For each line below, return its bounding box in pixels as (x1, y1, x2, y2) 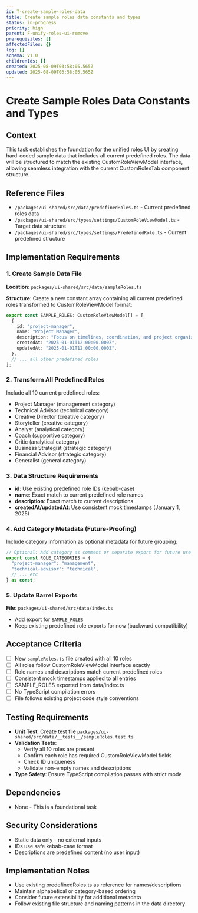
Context (6, 130, 37, 140)
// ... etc (11, 572, 38, 577)
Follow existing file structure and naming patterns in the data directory (14, 900, 186, 907)
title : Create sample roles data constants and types (6, 14, 141, 20)
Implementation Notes (6, 866, 90, 876)
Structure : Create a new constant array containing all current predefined (6, 294, 183, 301)
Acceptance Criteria (6, 639, 82, 649)
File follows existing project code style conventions (14, 695, 140, 702)
